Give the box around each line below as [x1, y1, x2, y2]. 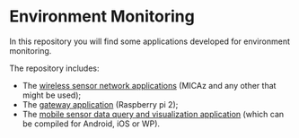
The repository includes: [9, 63, 100, 73]
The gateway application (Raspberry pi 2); [22, 99, 179, 109]
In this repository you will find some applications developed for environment [9, 36, 290, 47]
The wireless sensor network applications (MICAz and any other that [22, 80, 277, 91]
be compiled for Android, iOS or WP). [22, 118, 160, 129]
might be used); [22, 90, 82, 100]
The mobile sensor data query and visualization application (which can [22, 108, 285, 119]
